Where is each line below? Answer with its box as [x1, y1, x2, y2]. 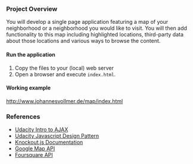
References [6, 112, 41, 120]
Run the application [6, 51, 55, 58]
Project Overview [6, 5, 58, 13]
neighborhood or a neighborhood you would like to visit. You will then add [6, 24, 188, 32]
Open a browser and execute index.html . [14, 70, 116, 78]
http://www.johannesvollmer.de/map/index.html [6, 97, 123, 104]
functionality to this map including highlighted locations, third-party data [6, 31, 183, 38]
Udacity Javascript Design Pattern [14, 132, 99, 139]
